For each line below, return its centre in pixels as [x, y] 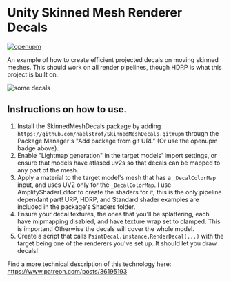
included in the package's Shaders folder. [76, 207]
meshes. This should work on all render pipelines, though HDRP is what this [114, 67]
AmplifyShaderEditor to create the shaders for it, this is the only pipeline [119, 192]
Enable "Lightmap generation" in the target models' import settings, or [117, 155]
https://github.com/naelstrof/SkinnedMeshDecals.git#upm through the [118, 133]
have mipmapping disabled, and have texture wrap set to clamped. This [119, 221]
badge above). [38, 148]
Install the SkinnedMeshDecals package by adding [89, 126]
